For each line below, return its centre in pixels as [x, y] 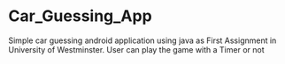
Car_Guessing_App [80, 16]
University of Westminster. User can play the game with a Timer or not [136, 49]
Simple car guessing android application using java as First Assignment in [142, 40]
